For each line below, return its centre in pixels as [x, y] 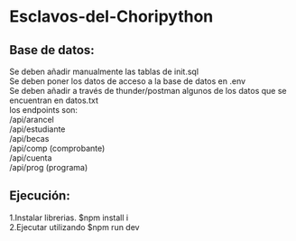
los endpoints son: [44, 110]
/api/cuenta [31, 158]
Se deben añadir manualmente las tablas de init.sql [104, 71]
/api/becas [29, 139]
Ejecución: [40, 196]
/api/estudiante [37, 129]
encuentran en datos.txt [54, 100]
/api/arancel [32, 120]
